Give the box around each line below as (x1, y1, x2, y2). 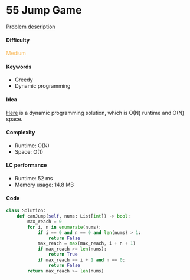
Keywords (6, 63, 32, 70)
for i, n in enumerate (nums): (27, 224, 101, 230)
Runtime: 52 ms (14, 174, 53, 182)
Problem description (6, 23, 55, 30)
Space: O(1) (14, 148, 44, 155)
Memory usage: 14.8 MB (14, 181, 74, 188)
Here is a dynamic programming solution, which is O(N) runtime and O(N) (6, 109, 185, 116)
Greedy (14, 76, 34, 83)
